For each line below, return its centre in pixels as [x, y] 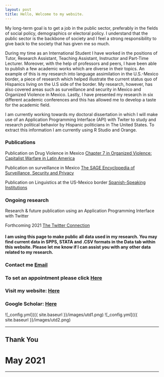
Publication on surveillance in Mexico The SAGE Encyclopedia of [70, 168]
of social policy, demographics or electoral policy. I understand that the [76, 33]
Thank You [22, 340]
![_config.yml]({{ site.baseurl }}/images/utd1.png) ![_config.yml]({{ [71, 315]
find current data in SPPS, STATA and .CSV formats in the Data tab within [80, 241]
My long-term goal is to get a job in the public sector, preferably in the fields [82, 28]
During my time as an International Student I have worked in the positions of [81, 53]
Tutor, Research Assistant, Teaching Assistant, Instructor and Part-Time [77, 58]
